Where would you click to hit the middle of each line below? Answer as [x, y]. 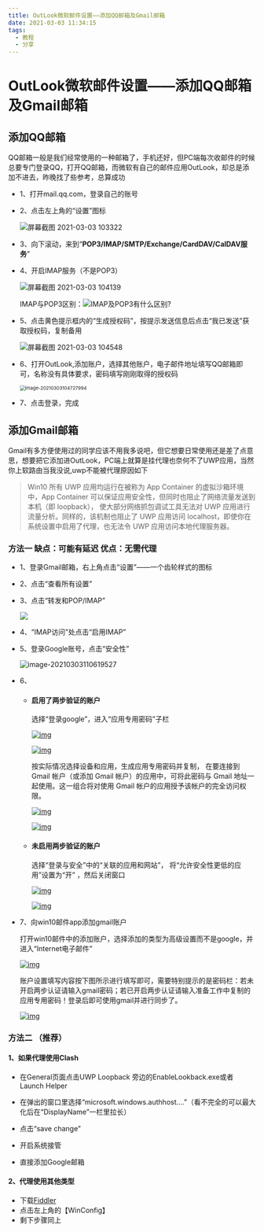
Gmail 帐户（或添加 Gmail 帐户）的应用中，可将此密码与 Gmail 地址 [139, 776]
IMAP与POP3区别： [51, 304]
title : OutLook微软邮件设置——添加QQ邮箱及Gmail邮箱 [87, 15]
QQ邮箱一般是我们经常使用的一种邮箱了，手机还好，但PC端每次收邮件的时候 [132, 157]
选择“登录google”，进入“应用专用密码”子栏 [100, 719]
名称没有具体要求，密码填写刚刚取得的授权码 [106, 374]
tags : [17, 30]
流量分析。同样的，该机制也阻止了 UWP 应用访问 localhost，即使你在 [139, 516]
